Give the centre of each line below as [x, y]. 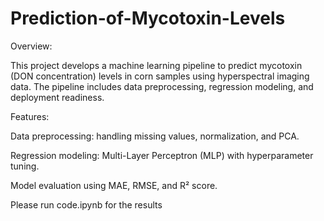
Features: [30, 116]
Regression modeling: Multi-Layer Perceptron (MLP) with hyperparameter [162, 155]
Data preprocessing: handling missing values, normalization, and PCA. [155, 136]
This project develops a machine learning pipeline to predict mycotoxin [156, 65]
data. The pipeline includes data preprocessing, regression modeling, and [162, 86]
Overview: [31, 46]
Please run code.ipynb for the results [86, 204]
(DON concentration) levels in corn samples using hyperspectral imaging [160, 76]
